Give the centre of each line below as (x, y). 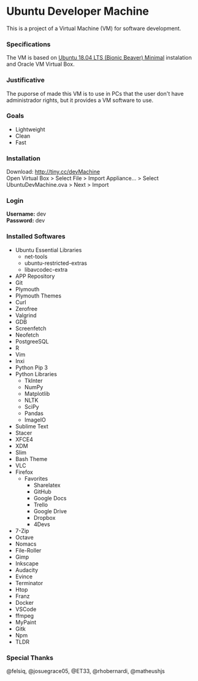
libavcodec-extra (46, 269)
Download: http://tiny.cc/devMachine (53, 172)
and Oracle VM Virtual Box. (40, 64)
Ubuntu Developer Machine (78, 11)
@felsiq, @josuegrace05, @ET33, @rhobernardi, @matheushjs (86, 671)
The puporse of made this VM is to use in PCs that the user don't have (95, 93)
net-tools (36, 256)
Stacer (24, 433)
